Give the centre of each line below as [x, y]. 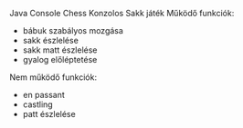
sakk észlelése [51, 40]
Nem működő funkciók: [53, 77]
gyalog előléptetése [60, 59]
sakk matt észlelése [60, 50]
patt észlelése [49, 114]
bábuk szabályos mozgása [73, 30]
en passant [44, 95]
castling [37, 104]
